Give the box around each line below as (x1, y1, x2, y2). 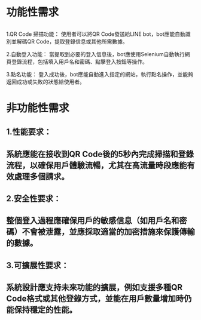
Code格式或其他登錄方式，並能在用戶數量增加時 (6, 294, 184, 304)
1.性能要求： (6, 127, 52, 137)
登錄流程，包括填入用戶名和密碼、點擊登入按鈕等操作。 (11, 58, 148, 65)
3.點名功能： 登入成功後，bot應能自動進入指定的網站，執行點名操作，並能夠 (6, 70, 193, 78)
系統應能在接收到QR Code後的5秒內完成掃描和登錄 (6, 149, 194, 159)
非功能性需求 (6, 101, 70, 115)
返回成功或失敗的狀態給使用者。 (6, 78, 85, 85)
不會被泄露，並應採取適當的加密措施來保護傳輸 (22, 227, 195, 237)
